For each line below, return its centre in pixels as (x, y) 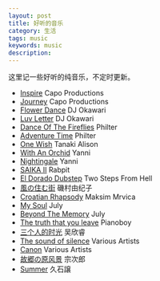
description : (30, 53)
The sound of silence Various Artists (80, 241)
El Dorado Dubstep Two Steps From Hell (86, 178)
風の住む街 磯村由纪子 (56, 188)
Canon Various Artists (56, 249)
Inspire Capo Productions (62, 93)
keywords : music (35, 46)
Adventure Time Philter (58, 136)
